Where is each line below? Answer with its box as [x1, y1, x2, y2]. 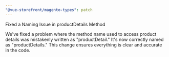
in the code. [5, 47, 31, 53]
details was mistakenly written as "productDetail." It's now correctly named [5, 36, 164, 42]
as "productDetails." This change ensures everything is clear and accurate [5, 41, 162, 48]
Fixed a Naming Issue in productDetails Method [5, 21, 105, 27]
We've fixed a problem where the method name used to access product [5, 31, 157, 37]
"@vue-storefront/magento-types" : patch [5, 7, 93, 13]
